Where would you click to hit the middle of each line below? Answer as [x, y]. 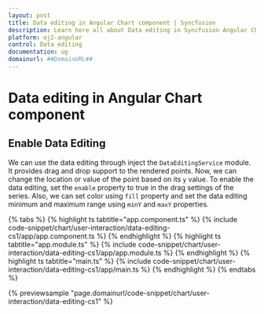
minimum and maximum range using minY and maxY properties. [109, 204]
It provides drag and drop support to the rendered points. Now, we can [123, 170]
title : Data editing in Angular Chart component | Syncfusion [112, 23]
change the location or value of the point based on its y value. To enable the [131, 179]
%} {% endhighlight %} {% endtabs [198, 269]
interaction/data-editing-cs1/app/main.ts [73, 269]
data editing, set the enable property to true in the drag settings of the [121, 187]
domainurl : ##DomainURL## [50, 60]
